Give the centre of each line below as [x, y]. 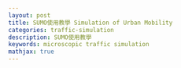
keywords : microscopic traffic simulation [79, 45]
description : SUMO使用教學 [50, 37]
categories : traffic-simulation [61, 30]
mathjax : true [31, 52]
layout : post [30, 15]
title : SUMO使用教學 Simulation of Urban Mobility [90, 23]
